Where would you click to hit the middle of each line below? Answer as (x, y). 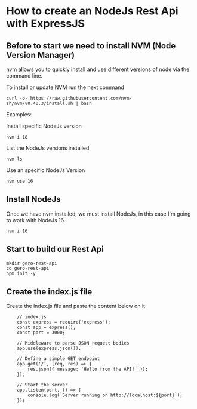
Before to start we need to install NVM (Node (91, 46)
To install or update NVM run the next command (65, 87)
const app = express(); (47, 327)
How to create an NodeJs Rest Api (92, 11)
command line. (24, 76)
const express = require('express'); (64, 322)
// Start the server (42, 385)
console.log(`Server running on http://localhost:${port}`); (105, 395)
